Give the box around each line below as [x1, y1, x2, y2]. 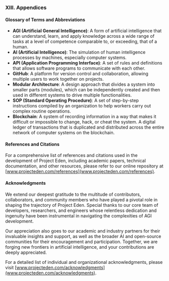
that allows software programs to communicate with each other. [12, 65, 145, 72]
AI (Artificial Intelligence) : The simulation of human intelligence [12, 49, 146, 55]
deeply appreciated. [5, 249, 47, 255]
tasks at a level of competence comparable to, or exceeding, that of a [12, 38, 157, 44]
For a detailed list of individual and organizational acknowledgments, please [5, 259, 163, 265]
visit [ [5, 264, 17, 270]
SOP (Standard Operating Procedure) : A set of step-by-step [12, 97, 139, 103]
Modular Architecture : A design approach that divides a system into [12, 81, 155, 87]
